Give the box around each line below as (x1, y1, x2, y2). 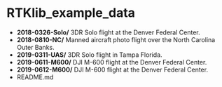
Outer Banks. (16, 43, 55, 51)
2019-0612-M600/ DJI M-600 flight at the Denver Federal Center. (16, 65, 208, 74)
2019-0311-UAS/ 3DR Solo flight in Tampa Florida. (16, 51, 162, 59)
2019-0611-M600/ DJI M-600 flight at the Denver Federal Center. (16, 58, 207, 66)
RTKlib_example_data (6, 5, 136, 21)
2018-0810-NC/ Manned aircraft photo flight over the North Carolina (16, 35, 216, 43)
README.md (16, 72, 54, 81)
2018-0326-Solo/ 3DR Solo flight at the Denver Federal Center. (16, 28, 200, 36)
